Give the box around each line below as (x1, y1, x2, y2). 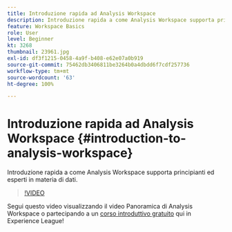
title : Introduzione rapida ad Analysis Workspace (7, 10, 156, 17)
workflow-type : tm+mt (7, 67, 70, 74)
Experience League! (7, 217, 64, 225)
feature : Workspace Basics (7, 23, 85, 30)
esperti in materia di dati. (7, 176, 78, 184)
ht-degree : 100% (7, 81, 54, 87)
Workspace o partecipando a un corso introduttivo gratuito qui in (7, 209, 192, 218)
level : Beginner (7, 36, 54, 43)
